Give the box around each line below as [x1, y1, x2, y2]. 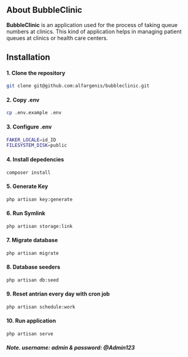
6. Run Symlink [6, 210, 45, 217]
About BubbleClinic [6, 5, 83, 15]
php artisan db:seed [6, 277, 60, 283]
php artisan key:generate [6, 196, 72, 202]
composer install [6, 169, 51, 176]
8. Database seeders [6, 264, 60, 271]
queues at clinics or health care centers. [6, 34, 109, 42]
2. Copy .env [6, 96, 40, 103]
